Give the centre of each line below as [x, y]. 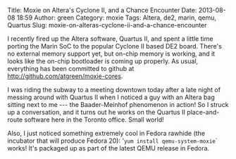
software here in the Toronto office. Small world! [94, 120]
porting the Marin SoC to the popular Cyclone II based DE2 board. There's [114, 46]
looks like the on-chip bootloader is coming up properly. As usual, [103, 61]
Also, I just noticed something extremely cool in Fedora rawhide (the [106, 133]
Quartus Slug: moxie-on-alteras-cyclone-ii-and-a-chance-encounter [107, 25]
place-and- [203, 112]
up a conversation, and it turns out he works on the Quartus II [96, 112]
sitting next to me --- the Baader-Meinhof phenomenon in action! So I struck [118, 104]
